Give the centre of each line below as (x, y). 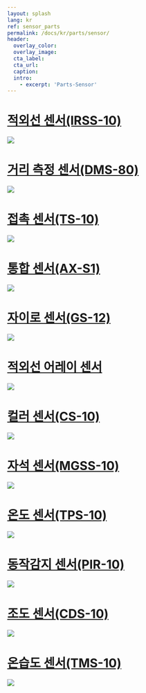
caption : (26, 71)
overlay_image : (35, 53)
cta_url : (26, 65)
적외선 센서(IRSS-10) (64, 121)
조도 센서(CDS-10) (58, 614)
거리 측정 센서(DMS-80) (73, 170)
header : (18, 39)
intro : (23, 78)
